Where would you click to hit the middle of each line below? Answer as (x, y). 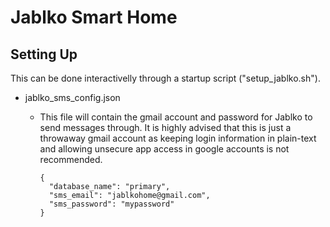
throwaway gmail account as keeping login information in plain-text (178, 138)
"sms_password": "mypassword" (111, 204)
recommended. (71, 159)
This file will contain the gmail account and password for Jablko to (176, 117)
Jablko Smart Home (94, 17)
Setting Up (44, 54)
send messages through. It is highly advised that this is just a (165, 127)
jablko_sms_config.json (72, 97)
